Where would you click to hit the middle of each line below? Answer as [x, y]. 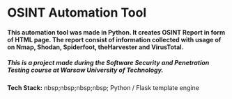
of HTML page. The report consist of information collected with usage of [114, 39]
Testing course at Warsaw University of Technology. [85, 70]
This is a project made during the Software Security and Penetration [108, 63]
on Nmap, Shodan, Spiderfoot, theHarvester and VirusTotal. [95, 47]
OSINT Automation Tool [77, 13]
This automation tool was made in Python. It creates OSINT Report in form [116, 32]
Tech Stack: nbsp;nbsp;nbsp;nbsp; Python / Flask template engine [103, 87]
